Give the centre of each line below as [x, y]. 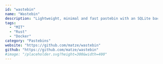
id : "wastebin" [20, 9]
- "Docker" [20, 37]
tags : [10, 23]
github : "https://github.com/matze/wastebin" [52, 50]
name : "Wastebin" [23, 14]
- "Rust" [18, 32]
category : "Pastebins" [28, 41]
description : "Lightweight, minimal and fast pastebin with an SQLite [78, 18]
